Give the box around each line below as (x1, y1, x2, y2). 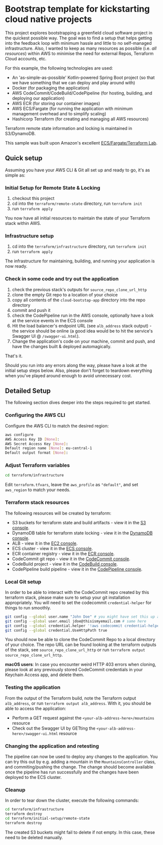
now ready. (5, 263, 28, 269)
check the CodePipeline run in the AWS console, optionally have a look (12, 312, 154, 318)
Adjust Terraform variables (5, 462, 70, 469)
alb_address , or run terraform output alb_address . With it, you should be (5, 700, 151, 706)
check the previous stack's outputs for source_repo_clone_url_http (12, 286, 147, 293)
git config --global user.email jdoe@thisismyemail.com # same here (5, 619, 147, 624)
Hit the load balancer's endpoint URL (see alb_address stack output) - (12, 323, 152, 329)
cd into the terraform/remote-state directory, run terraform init (12, 201, 142, 206)
